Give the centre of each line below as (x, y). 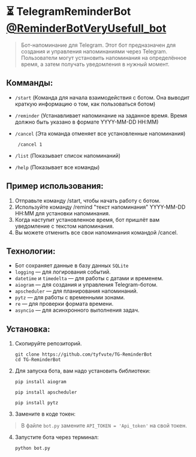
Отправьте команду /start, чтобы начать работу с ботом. (88, 200)
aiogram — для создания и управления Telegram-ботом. (86, 285)
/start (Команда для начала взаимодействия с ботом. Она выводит (102, 97)
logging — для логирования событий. (63, 272)
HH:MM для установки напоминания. (62, 213)
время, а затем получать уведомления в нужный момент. (95, 64)
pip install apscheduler (46, 393)
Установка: (28, 329)
